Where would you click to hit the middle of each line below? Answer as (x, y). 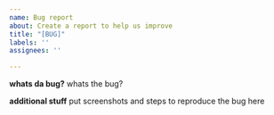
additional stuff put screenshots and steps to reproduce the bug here (137, 101)
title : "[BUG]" (37, 34)
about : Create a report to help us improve (91, 26)
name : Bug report (41, 17)
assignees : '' (36, 51)
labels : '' (29, 42)
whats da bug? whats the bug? (66, 84)
